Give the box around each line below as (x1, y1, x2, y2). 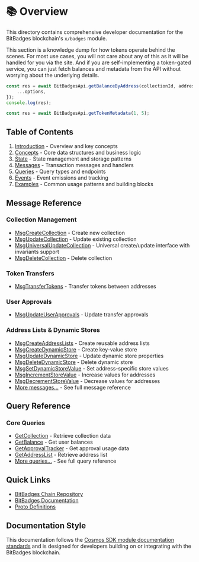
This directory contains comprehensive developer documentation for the (6, 28, 184, 36)
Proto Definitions (14, 503, 56, 510)
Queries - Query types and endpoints (14, 168, 106, 175)
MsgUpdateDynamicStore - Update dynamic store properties (14, 352, 164, 359)
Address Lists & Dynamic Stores (6, 326, 101, 334)
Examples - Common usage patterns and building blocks (14, 181, 154, 188)
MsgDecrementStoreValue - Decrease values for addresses (14, 377, 161, 384)
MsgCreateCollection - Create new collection (14, 229, 126, 236)
